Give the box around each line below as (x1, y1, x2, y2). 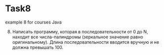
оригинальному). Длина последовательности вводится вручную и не (12, 39, 160, 45)
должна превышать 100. (12, 44, 64, 50)
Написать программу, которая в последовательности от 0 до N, (12, 28, 148, 34)
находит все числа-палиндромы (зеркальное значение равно (12, 34, 143, 40)
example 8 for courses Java (5, 19, 62, 25)
